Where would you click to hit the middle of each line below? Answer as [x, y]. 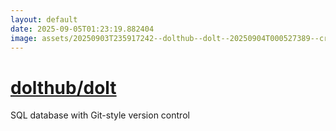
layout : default [44, 19]
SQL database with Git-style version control [100, 115]
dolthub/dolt [63, 87]
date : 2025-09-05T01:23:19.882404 [82, 29]
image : [24, 38]
